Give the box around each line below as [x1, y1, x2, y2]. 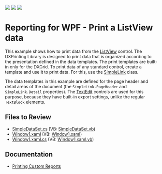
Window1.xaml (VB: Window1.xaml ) [12, 131, 82, 137]
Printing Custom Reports [12, 163, 61, 169]
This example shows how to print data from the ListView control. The [5, 48, 142, 54]
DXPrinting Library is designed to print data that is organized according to [5, 53, 152, 59]
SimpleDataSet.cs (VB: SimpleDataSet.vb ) [12, 126, 96, 132]
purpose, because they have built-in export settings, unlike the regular [5, 94, 145, 99]
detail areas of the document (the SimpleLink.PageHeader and [5, 83, 127, 89]
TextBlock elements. [5, 99, 45, 105]
